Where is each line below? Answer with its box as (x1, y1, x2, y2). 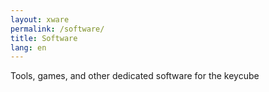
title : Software (10, 33, 78, 43)
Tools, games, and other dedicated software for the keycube (10, 70, 260, 82)
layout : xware (10, 14, 70, 25)
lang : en (10, 42, 47, 53)
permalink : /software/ (10, 24, 105, 34)
